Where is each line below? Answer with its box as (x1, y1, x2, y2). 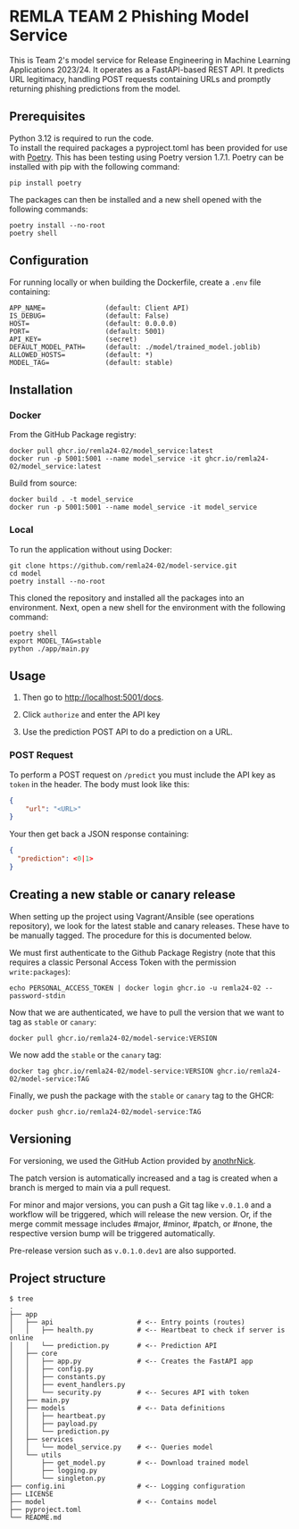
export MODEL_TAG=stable (9, 636, 102, 645)
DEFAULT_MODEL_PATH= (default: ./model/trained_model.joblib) (9, 342, 262, 352)
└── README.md (9, 1513, 62, 1523)
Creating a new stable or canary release (9, 887, 236, 902)
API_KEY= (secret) (9, 335, 138, 344)
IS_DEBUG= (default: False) (9, 311, 170, 320)
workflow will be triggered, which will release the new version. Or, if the (9, 1209, 272, 1219)
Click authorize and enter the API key (21, 710, 161, 720)
